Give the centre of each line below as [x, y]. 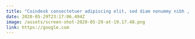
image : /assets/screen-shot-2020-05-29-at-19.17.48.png [76, 22]
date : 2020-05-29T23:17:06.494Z [45, 17]
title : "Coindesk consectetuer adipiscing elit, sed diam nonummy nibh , [98, 11]
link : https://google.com [37, 27]
